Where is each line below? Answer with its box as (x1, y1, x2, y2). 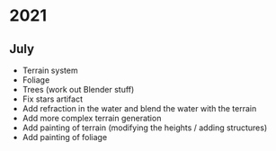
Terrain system (22, 65, 78, 75)
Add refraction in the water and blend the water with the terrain (22, 103, 257, 113)
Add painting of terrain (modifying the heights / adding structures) (22, 122, 268, 133)
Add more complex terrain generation (22, 113, 162, 123)
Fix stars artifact (22, 93, 84, 104)
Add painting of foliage (22, 132, 108, 142)
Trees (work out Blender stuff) (22, 84, 135, 94)
